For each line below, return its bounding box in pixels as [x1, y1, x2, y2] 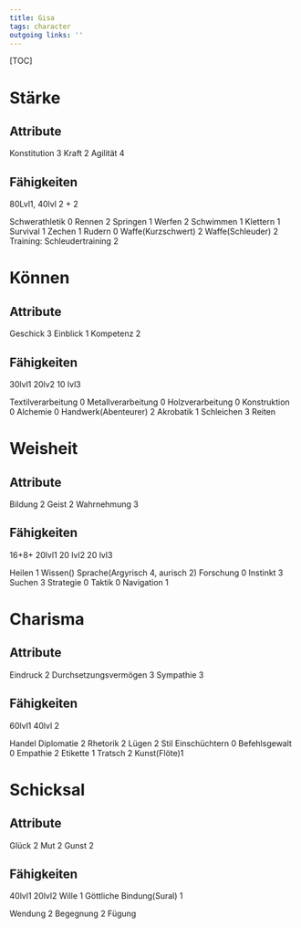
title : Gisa [9, 13, 55, 23]
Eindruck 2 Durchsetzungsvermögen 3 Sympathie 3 [9, 669, 204, 680]
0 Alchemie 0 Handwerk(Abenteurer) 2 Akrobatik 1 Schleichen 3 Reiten [9, 406, 276, 417]
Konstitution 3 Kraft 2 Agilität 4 [9, 148, 125, 159]
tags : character [9, 22, 71, 31]
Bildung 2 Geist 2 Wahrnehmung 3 [9, 499, 139, 510]
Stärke [9, 88, 61, 108]
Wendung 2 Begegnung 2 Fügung [9, 908, 137, 919]
